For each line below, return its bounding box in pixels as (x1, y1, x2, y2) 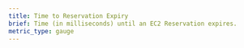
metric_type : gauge (8, 27, 75, 35)
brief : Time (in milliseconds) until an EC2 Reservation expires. (8, 20, 238, 28)
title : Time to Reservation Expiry (8, 11, 129, 20)
